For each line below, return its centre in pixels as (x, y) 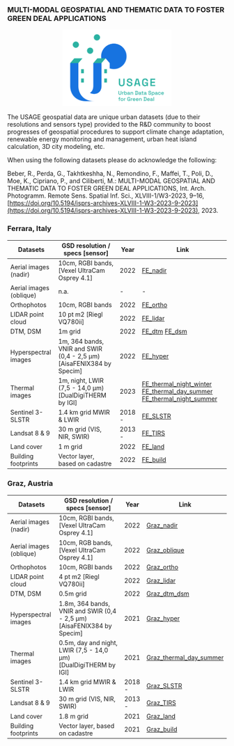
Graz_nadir (162, 525)
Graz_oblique (165, 550)
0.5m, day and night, (88, 642)
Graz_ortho (162, 567)
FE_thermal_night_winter (177, 384)
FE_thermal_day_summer (177, 392)
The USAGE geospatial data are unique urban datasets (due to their (104, 117)
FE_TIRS (154, 433)
